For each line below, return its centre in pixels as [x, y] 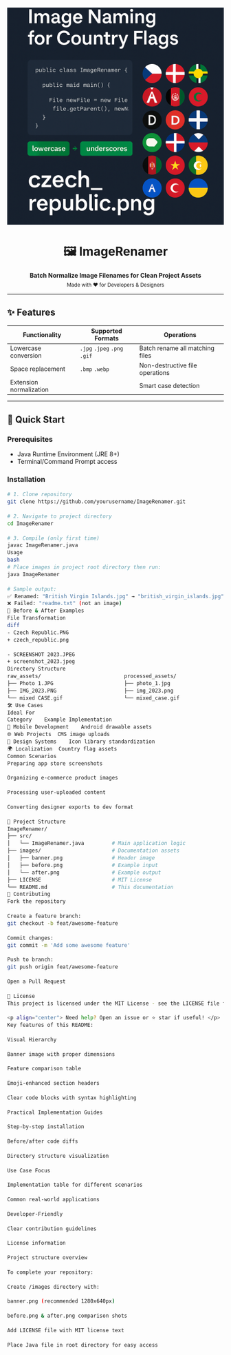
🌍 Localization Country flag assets [62, 748]
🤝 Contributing [29, 894]
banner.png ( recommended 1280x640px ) [61, 1301]
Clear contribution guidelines [52, 1229]
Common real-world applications [53, 1200]
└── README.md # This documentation [90, 887]
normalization [30, 389]
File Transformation [37, 618]
